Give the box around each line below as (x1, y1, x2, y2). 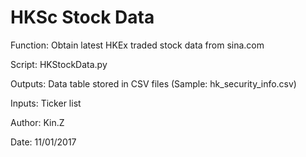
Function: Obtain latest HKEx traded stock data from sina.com (10, 39, 265, 51)
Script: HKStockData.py (10, 58, 108, 70)
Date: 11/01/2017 (10, 136, 77, 148)
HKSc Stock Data (10, 6, 155, 29)
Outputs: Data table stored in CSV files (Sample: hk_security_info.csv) (10, 77, 297, 90)
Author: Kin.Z (10, 116, 65, 128)
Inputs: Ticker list (10, 97, 82, 109)
